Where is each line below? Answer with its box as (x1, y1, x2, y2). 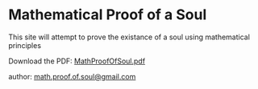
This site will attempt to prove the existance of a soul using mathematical (8, 32, 250, 42)
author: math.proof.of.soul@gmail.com (8, 71, 136, 81)
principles (8, 40, 42, 50)
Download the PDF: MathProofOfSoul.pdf (8, 56, 146, 66)
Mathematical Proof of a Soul (8, 6, 207, 24)
